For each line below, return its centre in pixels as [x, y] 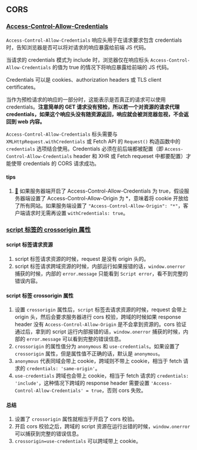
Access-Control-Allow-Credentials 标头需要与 [62, 134]
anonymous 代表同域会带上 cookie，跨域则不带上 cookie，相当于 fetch [98, 361]
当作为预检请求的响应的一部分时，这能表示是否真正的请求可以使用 [86, 99]
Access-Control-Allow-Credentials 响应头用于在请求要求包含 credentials [94, 40]
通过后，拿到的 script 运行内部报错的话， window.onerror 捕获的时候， [99, 332]
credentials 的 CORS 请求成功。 [61, 163]
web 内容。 [31, 121]
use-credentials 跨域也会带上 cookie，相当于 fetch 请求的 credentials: [102, 376]
